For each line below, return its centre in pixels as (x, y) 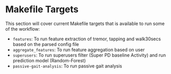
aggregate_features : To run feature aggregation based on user (79, 50)
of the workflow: (23, 29)
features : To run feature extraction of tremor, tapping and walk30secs (87, 39)
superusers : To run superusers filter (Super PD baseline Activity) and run (89, 55)
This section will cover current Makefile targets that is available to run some (85, 23)
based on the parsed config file (46, 44)
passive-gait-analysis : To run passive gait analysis (67, 66)
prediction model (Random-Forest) (49, 60)
